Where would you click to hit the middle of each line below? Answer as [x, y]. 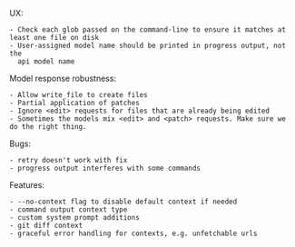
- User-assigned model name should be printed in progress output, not [147, 45]
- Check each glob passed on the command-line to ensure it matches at [147, 30]
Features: [27, 185]
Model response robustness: [63, 78]
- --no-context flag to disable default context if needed [123, 202]
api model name [46, 62]
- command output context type [69, 210]
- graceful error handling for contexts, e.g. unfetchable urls [133, 233]
